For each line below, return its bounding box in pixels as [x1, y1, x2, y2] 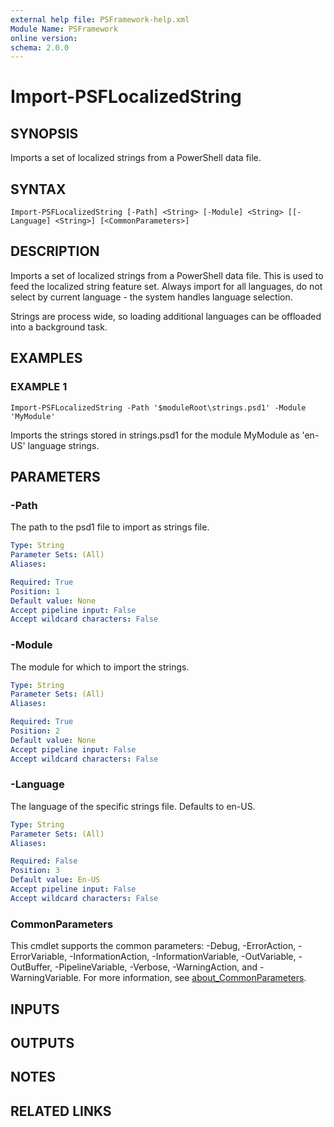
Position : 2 [10, 726, 60, 736]
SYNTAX [10, 181, 67, 198]
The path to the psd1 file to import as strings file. [10, 521, 210, 533]
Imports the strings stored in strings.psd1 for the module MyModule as [10, 429, 300, 441]
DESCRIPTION [10, 243, 100, 260]
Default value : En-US [10, 875, 101, 885]
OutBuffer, [10, 961, 53, 973]
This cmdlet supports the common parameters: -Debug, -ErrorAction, [10, 940, 297, 952]
